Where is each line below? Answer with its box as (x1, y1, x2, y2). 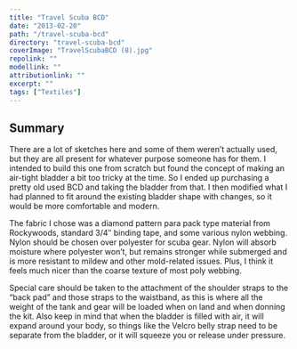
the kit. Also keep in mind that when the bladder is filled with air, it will (9, 311, 264, 321)
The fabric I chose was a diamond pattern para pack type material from (9, 218, 271, 229)
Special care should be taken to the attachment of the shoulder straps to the (9, 282, 289, 294)
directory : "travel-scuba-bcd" (9, 37, 125, 47)
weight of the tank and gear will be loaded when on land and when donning (9, 302, 286, 312)
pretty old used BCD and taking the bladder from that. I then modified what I (9, 182, 288, 192)
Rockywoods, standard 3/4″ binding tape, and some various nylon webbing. (9, 228, 287, 239)
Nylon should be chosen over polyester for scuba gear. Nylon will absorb (9, 237, 277, 248)
